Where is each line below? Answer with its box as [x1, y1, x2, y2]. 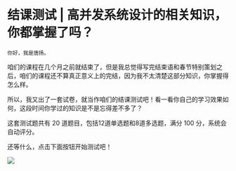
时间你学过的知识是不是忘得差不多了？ [31, 104, 143, 112]
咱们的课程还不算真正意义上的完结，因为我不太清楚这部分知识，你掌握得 [19, 71, 229, 80]
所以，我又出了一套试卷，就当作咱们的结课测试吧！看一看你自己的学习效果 [7, 95, 223, 103]
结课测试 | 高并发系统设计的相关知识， [7, 7, 227, 23]
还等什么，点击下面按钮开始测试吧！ [7, 142, 112, 151]
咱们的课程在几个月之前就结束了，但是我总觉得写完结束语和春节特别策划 [7, 62, 216, 71]
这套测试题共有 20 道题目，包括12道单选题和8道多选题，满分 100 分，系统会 [7, 118, 227, 127]
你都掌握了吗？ [7, 25, 94, 41]
